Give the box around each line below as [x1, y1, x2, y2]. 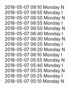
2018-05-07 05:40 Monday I [4, 62, 63, 68]
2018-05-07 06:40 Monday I [4, 31, 63, 36]
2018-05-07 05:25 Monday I [4, 73, 63, 79]
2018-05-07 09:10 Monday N [4, 4, 64, 10]
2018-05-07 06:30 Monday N [4, 36, 65, 42]
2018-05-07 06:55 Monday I [4, 20, 63, 26]
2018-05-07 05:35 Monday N [4, 68, 65, 74]
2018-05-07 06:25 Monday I [4, 41, 63, 47]
